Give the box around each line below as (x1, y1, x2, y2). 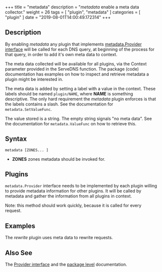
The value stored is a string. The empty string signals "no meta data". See (5, 116, 152, 121)
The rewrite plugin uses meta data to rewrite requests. (5, 235, 113, 241)
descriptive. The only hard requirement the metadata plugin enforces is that (5, 96, 156, 102)
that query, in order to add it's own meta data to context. (5, 51, 118, 57)
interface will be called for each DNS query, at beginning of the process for (5, 46, 155, 52)
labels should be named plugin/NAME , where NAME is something (5, 91, 133, 96)
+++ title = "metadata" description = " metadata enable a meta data (5, 4, 139, 10)
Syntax (5, 135, 27, 143)
